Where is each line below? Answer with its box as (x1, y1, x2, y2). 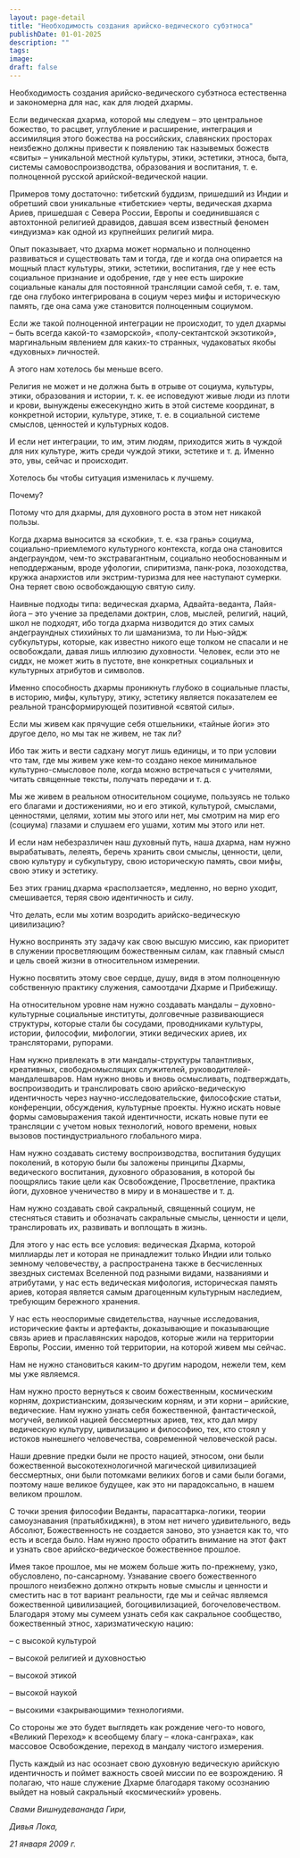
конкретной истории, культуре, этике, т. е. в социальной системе (9, 409, 261, 420)
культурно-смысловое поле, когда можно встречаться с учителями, (9, 764, 273, 775)
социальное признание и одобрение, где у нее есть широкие (9, 271, 244, 282)
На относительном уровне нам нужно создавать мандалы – (9, 999, 239, 1010)
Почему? (9, 489, 44, 500)
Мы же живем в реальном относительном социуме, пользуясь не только (9, 791, 290, 802)
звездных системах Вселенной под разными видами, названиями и (9, 1267, 270, 1278)
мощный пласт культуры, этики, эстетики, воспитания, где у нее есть (9, 262, 277, 273)
